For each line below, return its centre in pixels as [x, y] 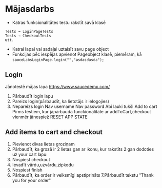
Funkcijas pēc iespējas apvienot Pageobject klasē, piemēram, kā [77, 54]
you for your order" [31, 180]
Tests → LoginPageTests [29, 31]
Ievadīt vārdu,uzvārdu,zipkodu [43, 165]
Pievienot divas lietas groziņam [43, 144]
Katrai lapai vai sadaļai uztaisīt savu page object [60, 49]
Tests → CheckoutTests [28, 36]
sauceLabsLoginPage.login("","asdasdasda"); [58, 60]
